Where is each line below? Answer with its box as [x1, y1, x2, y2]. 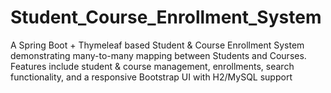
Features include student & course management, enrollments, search [10, 60, 295, 72]
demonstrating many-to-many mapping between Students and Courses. [10, 49, 307, 61]
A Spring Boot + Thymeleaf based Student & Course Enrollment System [10, 39, 305, 51]
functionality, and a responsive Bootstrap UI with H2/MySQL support [10, 71, 293, 83]
